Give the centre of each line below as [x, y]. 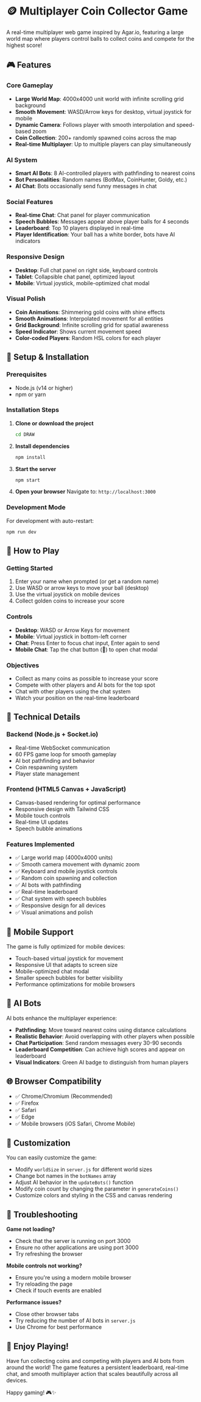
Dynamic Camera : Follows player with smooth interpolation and [95, 124]
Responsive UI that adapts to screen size [66, 965]
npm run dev [21, 532]
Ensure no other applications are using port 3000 [77, 1248]
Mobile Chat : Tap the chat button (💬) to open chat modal [86, 650]
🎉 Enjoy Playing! [37, 1346]
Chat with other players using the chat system [73, 691]
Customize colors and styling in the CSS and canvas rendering [93, 1195]
